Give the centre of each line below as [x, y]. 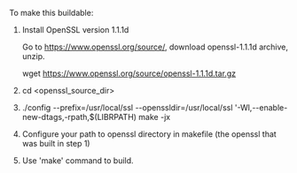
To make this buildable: [51, 13]
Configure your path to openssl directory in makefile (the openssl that [149, 134]
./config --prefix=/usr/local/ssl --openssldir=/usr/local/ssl [127, 108]
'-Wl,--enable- [261, 108]
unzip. [34, 56]
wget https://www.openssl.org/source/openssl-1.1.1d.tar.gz [129, 73]
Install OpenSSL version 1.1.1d [75, 30]
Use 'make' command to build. [78, 161]
